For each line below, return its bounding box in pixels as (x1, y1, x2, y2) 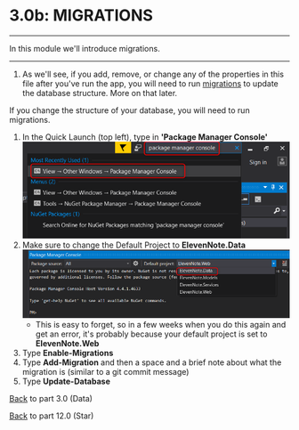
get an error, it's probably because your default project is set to (35, 329, 268, 339)
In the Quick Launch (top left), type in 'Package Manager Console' (21, 131, 269, 142)
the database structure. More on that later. (21, 87, 178, 98)
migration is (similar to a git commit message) (21, 366, 190, 377)
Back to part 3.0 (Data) (9, 393, 93, 403)
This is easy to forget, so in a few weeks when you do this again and (35, 319, 287, 329)
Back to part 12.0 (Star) (9, 410, 94, 421)
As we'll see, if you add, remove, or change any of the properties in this (21, 69, 285, 79)
